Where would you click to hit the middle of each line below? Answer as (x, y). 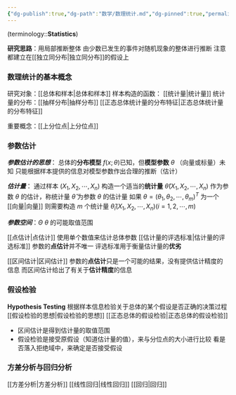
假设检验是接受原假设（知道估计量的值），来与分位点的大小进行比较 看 (118, 339)
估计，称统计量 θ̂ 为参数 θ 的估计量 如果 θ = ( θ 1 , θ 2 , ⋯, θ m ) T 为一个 (123, 196)
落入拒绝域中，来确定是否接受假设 (73, 347)
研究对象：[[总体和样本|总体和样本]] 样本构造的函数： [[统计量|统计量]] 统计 (116, 93)
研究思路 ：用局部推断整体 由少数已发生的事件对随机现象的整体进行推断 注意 (117, 48)
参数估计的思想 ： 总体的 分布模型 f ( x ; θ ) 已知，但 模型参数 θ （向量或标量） (113, 163)
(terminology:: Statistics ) (43, 34)
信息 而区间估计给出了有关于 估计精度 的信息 (70, 270)
